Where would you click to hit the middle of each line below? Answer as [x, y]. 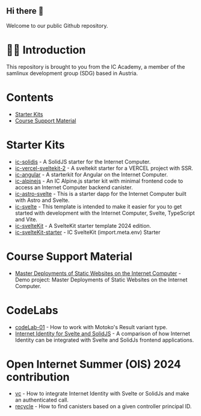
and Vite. [26, 219]
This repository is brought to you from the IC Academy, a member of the [96, 66]
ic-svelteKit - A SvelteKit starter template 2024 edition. [83, 225]
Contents [30, 97]
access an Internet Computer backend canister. [74, 187]
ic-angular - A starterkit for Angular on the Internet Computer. [91, 174]
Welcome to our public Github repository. [57, 25]
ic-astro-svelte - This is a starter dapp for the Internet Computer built [100, 194]
